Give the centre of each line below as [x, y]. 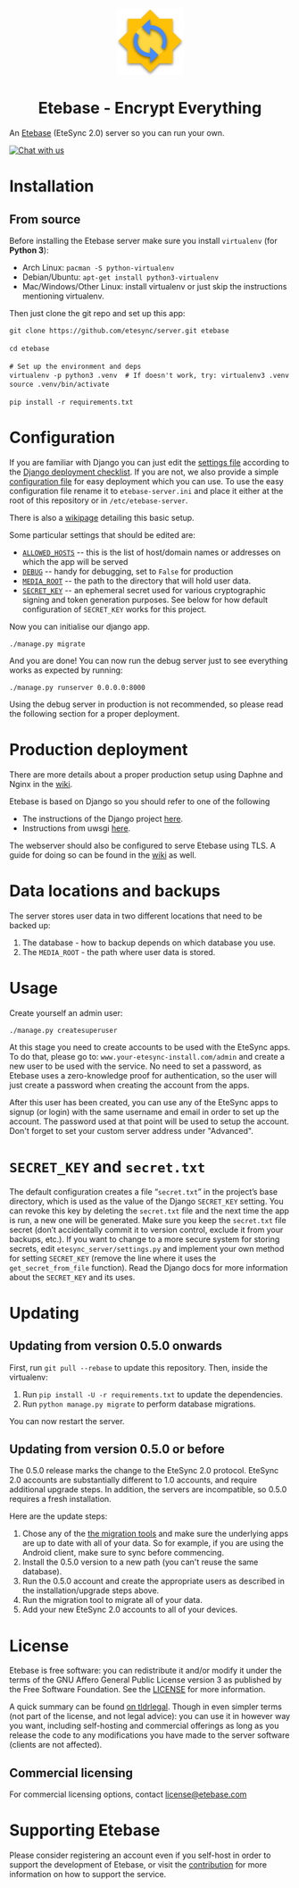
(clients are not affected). [56, 1745]
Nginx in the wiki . [41, 784]
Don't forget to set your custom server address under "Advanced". [132, 1130]
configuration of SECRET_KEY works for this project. [114, 609]
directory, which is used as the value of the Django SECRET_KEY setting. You [146, 1201]
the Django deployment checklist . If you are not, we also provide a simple [144, 472]
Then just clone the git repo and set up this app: [97, 313]
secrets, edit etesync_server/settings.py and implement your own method [147, 1248]
